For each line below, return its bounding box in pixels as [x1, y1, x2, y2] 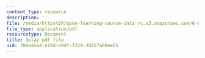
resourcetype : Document [6, 31, 67, 37]
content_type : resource [6, 8, 67, 15]
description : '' [6, 14, 48, 21]
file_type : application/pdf [6, 25, 78, 32]
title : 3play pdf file [6, 37, 64, 43]
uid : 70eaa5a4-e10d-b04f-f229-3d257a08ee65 [6, 43, 119, 49]
